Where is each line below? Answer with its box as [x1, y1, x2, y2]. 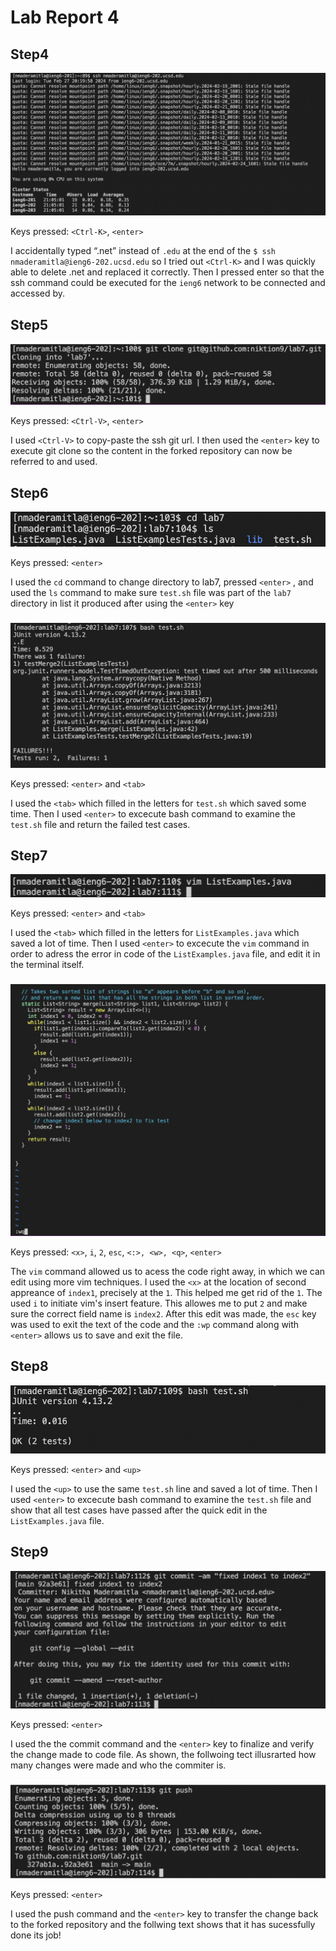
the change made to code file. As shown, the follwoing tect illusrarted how [10, 1749, 317, 1761]
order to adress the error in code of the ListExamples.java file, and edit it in [10, 947, 321, 960]
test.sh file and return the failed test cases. [10, 818, 191, 830]
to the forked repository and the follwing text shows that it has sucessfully [10, 1918, 316, 1930]
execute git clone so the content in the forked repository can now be [10, 445, 293, 457]
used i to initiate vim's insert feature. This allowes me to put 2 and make [10, 1297, 308, 1309]
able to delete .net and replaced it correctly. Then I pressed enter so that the [10, 266, 325, 278]
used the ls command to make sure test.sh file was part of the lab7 [10, 586, 292, 598]
